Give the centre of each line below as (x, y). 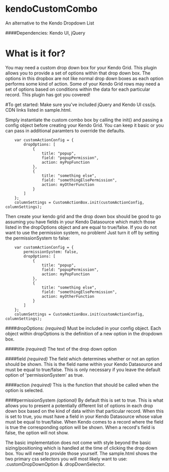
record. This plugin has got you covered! (48, 94)
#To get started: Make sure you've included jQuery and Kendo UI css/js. (81, 104)
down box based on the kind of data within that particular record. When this (84, 411)
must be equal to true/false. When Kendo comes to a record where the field (84, 422)
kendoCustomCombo (51, 9)
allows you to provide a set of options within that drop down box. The (78, 73)
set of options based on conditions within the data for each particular (78, 89)
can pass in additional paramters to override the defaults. (65, 130)
